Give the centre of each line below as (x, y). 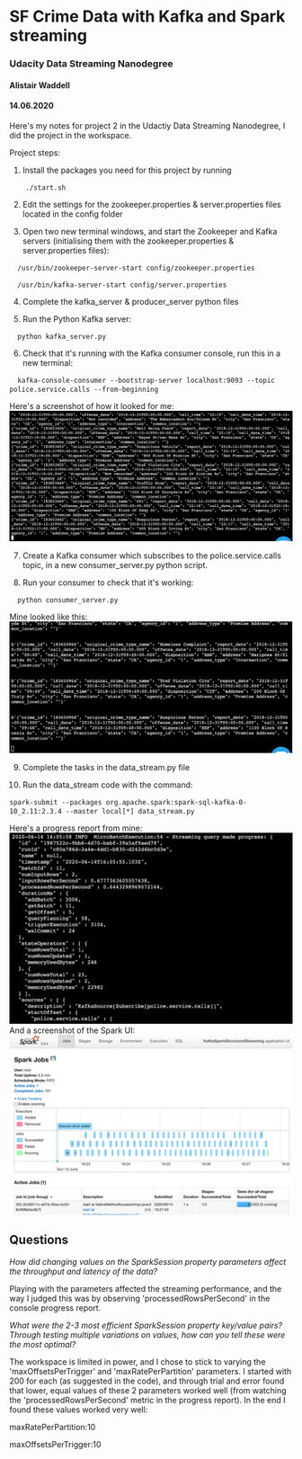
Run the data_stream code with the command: (107, 785)
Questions (39, 1240)
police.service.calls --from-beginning (84, 389)
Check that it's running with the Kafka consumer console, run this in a (151, 353)
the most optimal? (43, 1344)
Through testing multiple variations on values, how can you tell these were (147, 1334)
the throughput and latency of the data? (84, 1271)
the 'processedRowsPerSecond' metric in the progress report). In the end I (147, 1400)
